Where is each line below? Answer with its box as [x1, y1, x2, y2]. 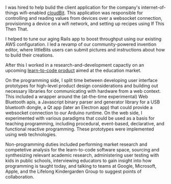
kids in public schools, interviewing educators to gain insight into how [5, 157, 152, 164]
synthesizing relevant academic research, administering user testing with [5, 152, 159, 158]
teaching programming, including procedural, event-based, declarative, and [5, 121, 164, 126]
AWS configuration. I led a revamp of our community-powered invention [5, 41, 157, 47]
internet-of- [141, 5, 166, 10]
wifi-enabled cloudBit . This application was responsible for [19, 10, 143, 16]
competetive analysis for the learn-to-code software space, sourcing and [5, 147, 160, 152]
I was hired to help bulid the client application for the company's [5, 5, 140, 10]
